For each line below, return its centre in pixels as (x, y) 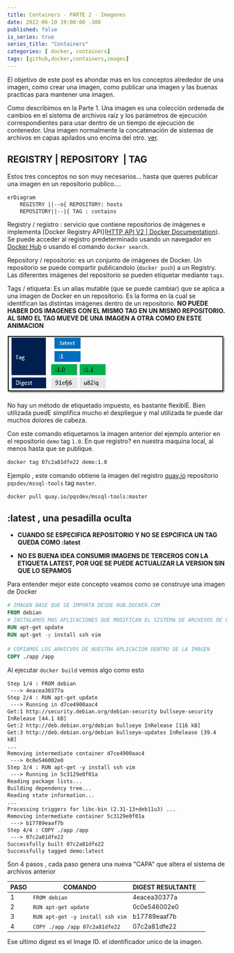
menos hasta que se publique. (50, 448)
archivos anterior (32, 871)
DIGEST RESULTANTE (164, 887)
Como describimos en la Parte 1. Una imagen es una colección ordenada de (116, 107)
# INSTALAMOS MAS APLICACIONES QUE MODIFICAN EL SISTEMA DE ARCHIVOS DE (115, 620)
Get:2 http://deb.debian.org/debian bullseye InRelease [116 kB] (104, 726)
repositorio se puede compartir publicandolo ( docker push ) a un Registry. (112, 267)
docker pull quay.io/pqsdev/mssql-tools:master (78, 496)
